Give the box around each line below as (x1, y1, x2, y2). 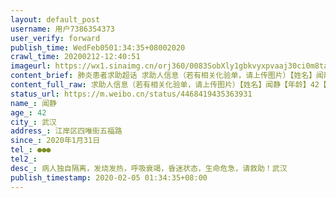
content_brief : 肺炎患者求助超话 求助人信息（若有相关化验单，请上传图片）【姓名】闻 (10, 71, 325, 81)
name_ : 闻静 (10, 98, 57, 108)
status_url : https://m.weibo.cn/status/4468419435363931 (10, 89, 253, 99)
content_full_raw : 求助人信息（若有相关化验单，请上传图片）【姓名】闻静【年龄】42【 (10, 80, 327, 90)
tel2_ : (10, 154, 38, 164)
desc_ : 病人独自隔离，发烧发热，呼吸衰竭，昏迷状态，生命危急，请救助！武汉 (10, 163, 288, 173)
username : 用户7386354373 (10, 24, 115, 34)
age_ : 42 (10, 107, 47, 118)
